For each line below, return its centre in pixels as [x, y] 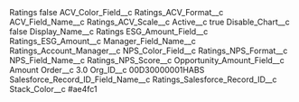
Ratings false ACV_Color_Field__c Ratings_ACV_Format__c [117, 12]
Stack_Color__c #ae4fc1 [53, 89]
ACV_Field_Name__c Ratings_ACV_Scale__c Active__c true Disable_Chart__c [150, 22]
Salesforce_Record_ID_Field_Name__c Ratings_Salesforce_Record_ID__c [143, 79]
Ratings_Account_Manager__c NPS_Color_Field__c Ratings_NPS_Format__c [149, 51]
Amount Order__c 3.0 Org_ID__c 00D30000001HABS [107, 70]
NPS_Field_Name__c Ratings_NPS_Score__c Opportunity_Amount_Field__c [147, 60]
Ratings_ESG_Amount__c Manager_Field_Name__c [103, 41]
